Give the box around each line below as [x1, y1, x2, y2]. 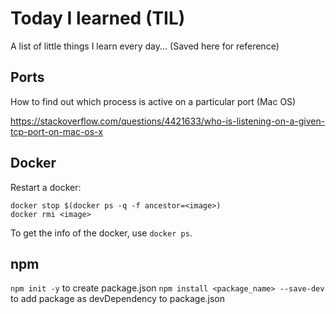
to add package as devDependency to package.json [10, 293, 226, 305]
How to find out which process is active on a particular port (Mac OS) [10, 95, 297, 107]
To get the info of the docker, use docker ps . [10, 227, 193, 239]
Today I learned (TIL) [10, 7, 186, 30]
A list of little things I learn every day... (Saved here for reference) [10, 40, 280, 52]
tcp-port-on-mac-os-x [10, 125, 103, 137]
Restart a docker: [10, 181, 82, 193]
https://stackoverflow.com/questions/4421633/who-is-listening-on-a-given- [10, 115, 326, 127]
